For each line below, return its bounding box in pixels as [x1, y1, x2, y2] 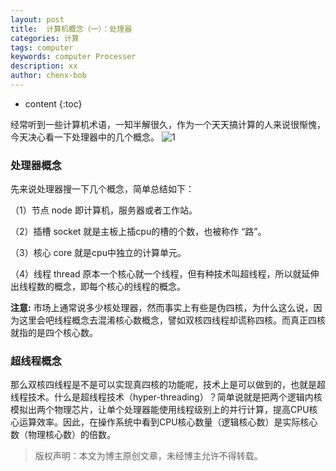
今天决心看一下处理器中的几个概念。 [10, 131, 160, 143]
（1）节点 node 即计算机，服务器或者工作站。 [10, 204, 198, 216]
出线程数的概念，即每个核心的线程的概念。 [10, 281, 186, 293]
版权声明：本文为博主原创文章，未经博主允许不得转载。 [34, 450, 263, 462]
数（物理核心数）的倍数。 [10, 429, 116, 441]
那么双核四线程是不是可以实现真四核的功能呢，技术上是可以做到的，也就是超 [10, 379, 326, 391]
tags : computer [10, 42, 74, 53]
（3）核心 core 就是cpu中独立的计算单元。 [10, 247, 187, 259]
